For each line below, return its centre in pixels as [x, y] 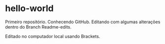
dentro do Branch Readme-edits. [38, 27]
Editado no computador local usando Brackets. [53, 36]
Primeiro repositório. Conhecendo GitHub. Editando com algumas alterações [83, 22]
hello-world [30, 8]
